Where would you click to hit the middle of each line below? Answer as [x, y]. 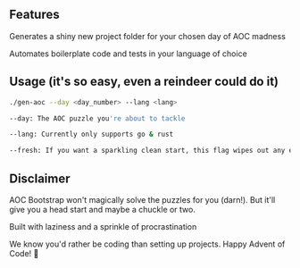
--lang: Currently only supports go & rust [92, 134]
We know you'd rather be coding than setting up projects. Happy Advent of [147, 244]
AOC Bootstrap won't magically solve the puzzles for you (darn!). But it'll [142, 199]
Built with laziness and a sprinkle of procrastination [103, 226]
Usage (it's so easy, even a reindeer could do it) [144, 82]
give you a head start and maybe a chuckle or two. [103, 209]
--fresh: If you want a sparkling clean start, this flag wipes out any [147, 151]
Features [34, 15]
